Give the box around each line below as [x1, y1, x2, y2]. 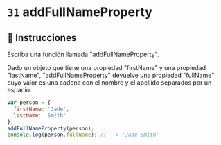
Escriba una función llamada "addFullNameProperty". [7, 50, 159, 58]
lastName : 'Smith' [13, 112, 67, 119]
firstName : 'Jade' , [13, 105, 70, 112]
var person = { [7, 99, 51, 106]
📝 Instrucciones [7, 32, 77, 44]
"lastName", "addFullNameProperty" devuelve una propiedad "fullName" [7, 71, 215, 79]
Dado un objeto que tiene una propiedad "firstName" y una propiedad [7, 64, 206, 71]
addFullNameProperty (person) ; [7, 125, 95, 132]
